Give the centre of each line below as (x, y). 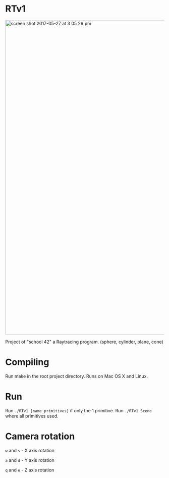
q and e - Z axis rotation (30, 470)
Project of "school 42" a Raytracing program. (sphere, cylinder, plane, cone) (84, 342)
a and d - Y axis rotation (30, 460)
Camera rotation (40, 436)
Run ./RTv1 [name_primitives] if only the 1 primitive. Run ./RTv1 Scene (79, 410)
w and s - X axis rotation (30, 450)
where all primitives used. (32, 416)
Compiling (27, 362)
